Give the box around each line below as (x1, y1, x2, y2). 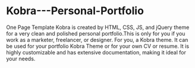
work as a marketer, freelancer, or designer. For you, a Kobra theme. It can (6, 36, 188, 43)
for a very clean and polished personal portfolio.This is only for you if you (6, 30, 185, 37)
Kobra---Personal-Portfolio (6, 4, 144, 18)
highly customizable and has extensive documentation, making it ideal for (6, 48, 186, 56)
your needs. (6, 55, 36, 62)
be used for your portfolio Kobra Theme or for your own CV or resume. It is (6, 43, 189, 50)
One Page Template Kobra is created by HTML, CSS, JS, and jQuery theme (6, 24, 190, 31)
